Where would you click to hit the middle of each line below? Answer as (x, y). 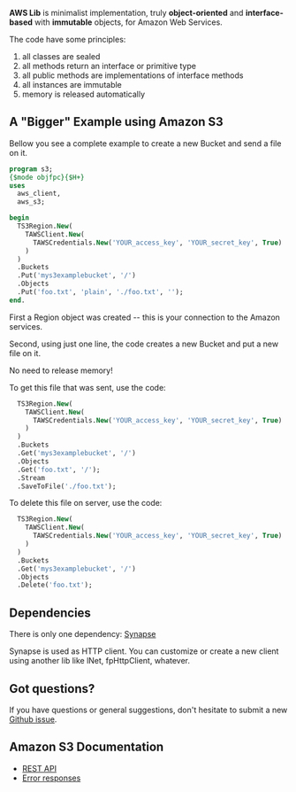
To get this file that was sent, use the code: (87, 387)
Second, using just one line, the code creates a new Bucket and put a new (144, 344)
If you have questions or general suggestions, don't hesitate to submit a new (148, 710)
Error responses (51, 778)
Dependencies (50, 613)
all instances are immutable (72, 85)
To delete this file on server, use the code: (86, 503)
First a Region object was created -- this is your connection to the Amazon (145, 317)
